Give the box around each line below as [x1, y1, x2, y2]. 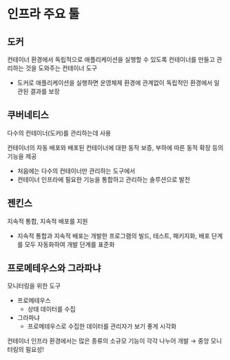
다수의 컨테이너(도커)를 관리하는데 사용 [7, 129, 112, 137]
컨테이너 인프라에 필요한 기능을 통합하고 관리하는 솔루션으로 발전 [17, 175, 191, 183]
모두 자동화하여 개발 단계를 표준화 [24, 240, 115, 248]
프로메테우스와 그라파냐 [7, 262, 101, 274]
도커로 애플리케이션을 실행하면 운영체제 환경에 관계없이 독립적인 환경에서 [17, 78, 213, 87]
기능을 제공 [7, 152, 37, 160]
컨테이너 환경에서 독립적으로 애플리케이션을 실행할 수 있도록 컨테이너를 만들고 [7, 56, 216, 63]
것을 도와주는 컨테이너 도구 [25, 64, 98, 72]
